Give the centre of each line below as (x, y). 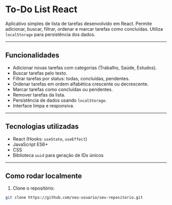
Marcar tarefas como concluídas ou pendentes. (63, 89)
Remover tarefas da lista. (39, 95)
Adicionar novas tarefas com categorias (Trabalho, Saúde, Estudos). (85, 67)
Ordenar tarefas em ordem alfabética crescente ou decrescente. (81, 84)
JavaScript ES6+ (30, 144)
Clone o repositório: (34, 188)
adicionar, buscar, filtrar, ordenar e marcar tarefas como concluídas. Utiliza (84, 29)
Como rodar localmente (44, 176)
